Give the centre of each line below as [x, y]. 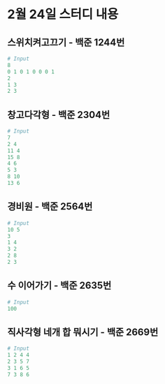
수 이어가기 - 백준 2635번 [59, 286]
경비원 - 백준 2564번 [50, 207]
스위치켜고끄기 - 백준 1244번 [66, 42]
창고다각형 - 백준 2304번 [59, 115]
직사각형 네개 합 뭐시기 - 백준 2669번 [83, 332]
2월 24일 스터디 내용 [63, 14]
